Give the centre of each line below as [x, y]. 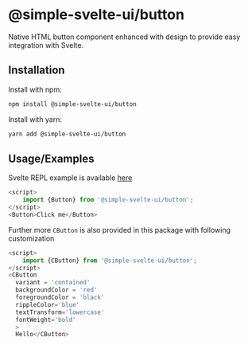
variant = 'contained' [53, 283]
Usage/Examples [51, 158]
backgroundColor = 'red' [56, 290]
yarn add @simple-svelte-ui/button [67, 134]
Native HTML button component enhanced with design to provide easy [124, 37]
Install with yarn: [35, 119]
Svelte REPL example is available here [70, 178]
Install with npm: [35, 89]
